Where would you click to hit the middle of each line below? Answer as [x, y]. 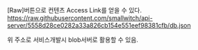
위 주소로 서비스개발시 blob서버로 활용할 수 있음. [73, 40]
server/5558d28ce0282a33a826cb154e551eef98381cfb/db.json [99, 25]
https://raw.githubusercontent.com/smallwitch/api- [80, 18]
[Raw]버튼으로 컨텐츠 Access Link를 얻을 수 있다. [75, 10]
